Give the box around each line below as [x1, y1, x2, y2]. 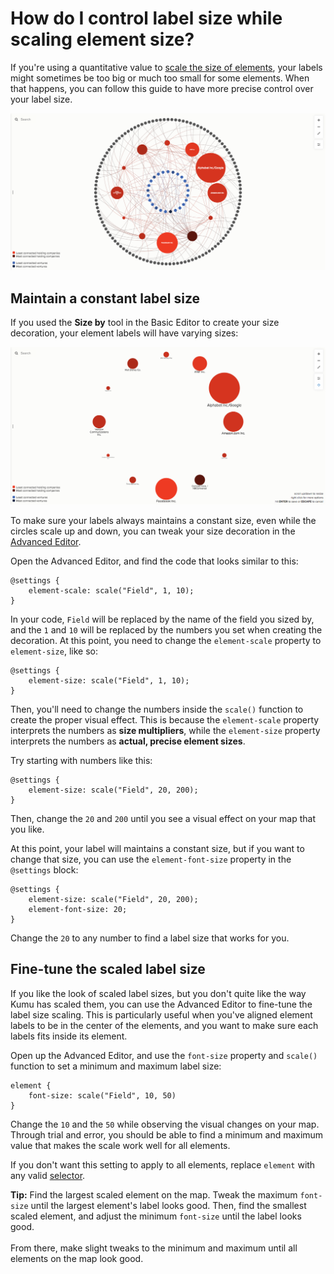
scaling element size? [10, 28, 195, 51]
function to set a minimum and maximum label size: [10, 1060, 222, 1072]
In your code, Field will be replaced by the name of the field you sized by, [10, 613, 315, 625]
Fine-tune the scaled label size [10, 961, 206, 978]
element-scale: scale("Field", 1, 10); [28, 585, 195, 596]
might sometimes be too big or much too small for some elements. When [10, 72, 310, 84]
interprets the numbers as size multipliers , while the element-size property [10, 724, 321, 736]
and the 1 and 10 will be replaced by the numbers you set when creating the [10, 623, 323, 636]
